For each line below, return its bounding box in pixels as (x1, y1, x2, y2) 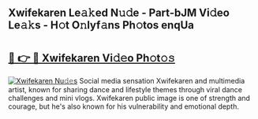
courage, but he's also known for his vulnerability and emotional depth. (8, 102, 239, 111)
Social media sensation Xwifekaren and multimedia (79, 76, 245, 85)
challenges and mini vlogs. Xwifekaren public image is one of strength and (8, 94, 251, 102)
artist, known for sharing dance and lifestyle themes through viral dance (8, 85, 243, 94)
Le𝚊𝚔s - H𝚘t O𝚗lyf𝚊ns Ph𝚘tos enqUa (8, 19, 195, 32)
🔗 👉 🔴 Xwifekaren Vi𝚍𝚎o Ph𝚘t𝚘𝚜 (8, 51, 176, 65)
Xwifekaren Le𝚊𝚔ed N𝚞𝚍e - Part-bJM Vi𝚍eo (8, 6, 230, 20)
